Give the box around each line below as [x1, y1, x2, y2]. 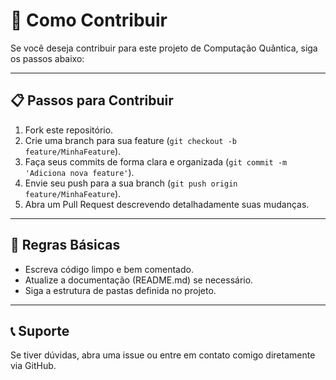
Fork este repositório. [24, 124, 114, 136]
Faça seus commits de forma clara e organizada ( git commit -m [24, 155, 288, 168]
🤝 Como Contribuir [10, 9, 168, 32]
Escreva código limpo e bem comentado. [24, 263, 194, 275]
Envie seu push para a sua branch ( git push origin [24, 177, 238, 189]
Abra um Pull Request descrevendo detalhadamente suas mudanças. [24, 198, 310, 210]
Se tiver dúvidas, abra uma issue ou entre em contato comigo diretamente [10, 349, 316, 361]
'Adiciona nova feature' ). [24, 166, 135, 178]
